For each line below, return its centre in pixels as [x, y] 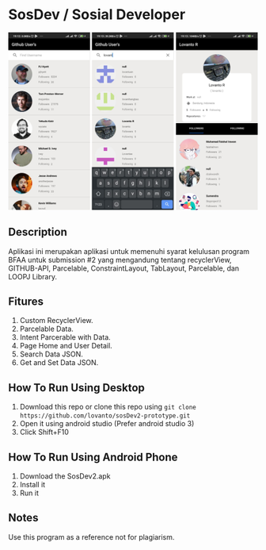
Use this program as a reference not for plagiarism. [91, 537]
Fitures [26, 301]
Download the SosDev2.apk [65, 476]
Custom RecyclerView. [56, 321]
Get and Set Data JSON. [59, 363]
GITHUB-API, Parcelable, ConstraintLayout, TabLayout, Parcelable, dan [124, 268]
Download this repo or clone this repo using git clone [108, 407]
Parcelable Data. [46, 329]
